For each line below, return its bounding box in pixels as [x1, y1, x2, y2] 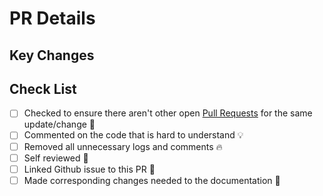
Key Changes [9, 47, 95, 64]
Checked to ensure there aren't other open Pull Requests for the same [23, 107, 313, 119]
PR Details [9, 7, 96, 30]
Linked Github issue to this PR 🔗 [23, 163, 156, 175]
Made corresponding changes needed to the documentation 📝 [23, 174, 281, 186]
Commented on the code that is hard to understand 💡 [23, 129, 244, 141]
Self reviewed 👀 [23, 152, 89, 164]
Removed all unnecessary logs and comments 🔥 [23, 140, 223, 152]
